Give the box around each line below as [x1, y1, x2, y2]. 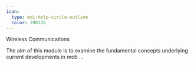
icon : [6, 8, 19, 15]
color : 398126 [11, 19, 46, 25]
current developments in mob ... [6, 54, 84, 61]
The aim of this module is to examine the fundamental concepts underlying [6, 47, 189, 54]
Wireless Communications [6, 36, 70, 43]
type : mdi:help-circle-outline [11, 14, 88, 20]
